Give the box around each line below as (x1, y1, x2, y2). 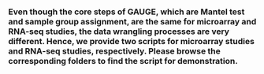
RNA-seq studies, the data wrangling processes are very (8, 26, 230, 37)
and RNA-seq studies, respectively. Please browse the (8, 46, 221, 57)
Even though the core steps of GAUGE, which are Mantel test (8, 6, 245, 17)
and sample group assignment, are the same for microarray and (8, 16, 257, 27)
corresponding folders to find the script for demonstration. (8, 55, 238, 66)
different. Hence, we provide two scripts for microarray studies (8, 35, 255, 46)
